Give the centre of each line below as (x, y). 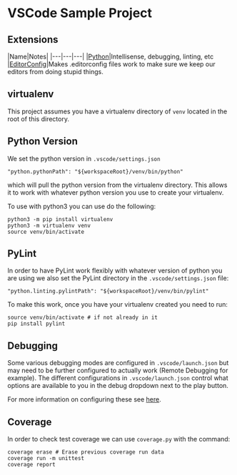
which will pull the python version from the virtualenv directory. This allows (117, 185)
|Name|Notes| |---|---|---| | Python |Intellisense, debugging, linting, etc (111, 56)
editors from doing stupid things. (55, 72)
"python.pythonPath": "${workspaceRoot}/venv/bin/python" (95, 172)
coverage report (31, 465)
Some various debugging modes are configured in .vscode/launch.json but (118, 363)
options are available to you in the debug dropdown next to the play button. (118, 386)
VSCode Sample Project (80, 13)
